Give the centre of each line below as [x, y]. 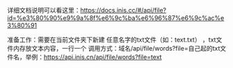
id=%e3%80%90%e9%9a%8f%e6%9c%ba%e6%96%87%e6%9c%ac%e [116, 18]
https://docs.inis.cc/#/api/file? [123, 10]
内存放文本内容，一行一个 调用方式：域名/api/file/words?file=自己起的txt [116, 48]
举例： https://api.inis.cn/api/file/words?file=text [94, 57]
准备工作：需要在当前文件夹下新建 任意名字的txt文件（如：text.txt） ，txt [112, 40]
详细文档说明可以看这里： [44, 10]
